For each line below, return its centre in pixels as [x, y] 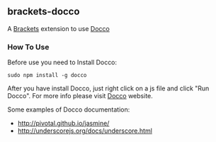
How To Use [28, 47]
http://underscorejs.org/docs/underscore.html [85, 131]
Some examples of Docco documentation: [69, 110]
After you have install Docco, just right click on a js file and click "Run [108, 88]
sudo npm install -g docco [47, 76]
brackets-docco [44, 12]
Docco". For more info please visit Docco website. [80, 96]
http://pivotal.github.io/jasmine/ [63, 124]
